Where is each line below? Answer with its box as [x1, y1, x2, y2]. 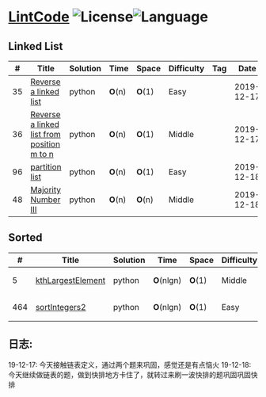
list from [30, 129, 61, 139]
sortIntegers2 [35, 301, 86, 312]
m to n [30, 149, 54, 159]
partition [30, 162, 62, 172]
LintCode [8, 8, 70, 26]
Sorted [8, 231, 43, 245]
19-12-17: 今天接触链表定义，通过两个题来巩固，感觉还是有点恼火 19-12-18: [8, 360, 252, 369]
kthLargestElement [35, 274, 106, 285]
